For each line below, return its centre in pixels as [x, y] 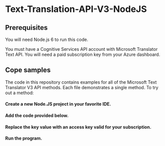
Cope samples [28, 70]
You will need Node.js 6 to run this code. [47, 39]
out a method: [19, 93]
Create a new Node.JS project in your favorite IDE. [58, 104]
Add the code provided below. [37, 115]
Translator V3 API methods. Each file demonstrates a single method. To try [82, 87]
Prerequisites [26, 28]
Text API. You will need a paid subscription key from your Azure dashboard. [83, 54]
